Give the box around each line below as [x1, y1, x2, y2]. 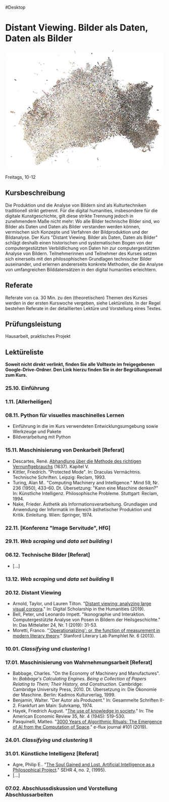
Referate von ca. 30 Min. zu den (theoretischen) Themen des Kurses [5, 294, 148, 300]
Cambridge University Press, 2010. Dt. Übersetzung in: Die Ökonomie [12, 686, 157, 692]
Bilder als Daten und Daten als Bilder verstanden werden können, [5, 223, 140, 229]
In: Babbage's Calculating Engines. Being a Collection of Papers [12, 676, 147, 682]
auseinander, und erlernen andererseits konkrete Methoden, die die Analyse [5, 261, 163, 267]
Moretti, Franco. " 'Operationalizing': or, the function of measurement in [12, 627, 160, 633]
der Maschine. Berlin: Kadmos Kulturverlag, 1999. [12, 692, 116, 698]
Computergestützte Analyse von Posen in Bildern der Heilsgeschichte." [12, 616, 160, 623]
